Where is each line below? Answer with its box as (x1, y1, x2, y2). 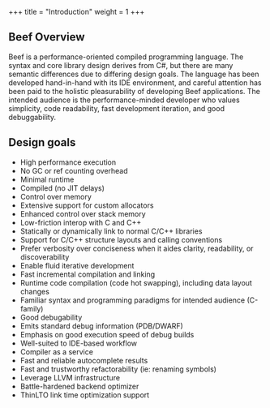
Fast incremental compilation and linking (19, 269, 156, 279)
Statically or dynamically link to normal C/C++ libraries (19, 226, 203, 236)
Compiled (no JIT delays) (19, 183, 105, 193)
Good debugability (19, 312, 83, 322)
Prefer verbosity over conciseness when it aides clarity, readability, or (19, 243, 254, 253)
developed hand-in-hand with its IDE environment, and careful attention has (8, 77, 262, 88)
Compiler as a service (19, 346, 93, 356)
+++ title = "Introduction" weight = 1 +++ (8, 7, 145, 16)
